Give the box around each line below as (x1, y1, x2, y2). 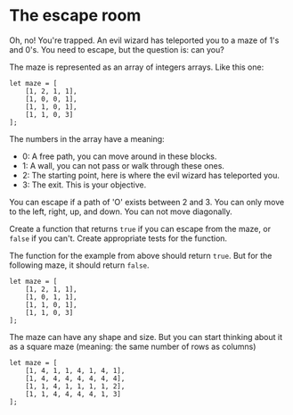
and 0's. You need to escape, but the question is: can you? (9, 44, 224, 54)
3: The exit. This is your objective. (21, 179, 147, 190)
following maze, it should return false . (9, 260, 150, 270)
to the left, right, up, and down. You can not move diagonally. (9, 206, 233, 217)
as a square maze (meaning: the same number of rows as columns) (9, 341, 256, 352)
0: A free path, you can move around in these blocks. (21, 151, 217, 162)
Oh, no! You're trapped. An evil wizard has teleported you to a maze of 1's (9, 35, 280, 46)
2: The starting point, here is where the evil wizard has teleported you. (21, 170, 281, 180)
